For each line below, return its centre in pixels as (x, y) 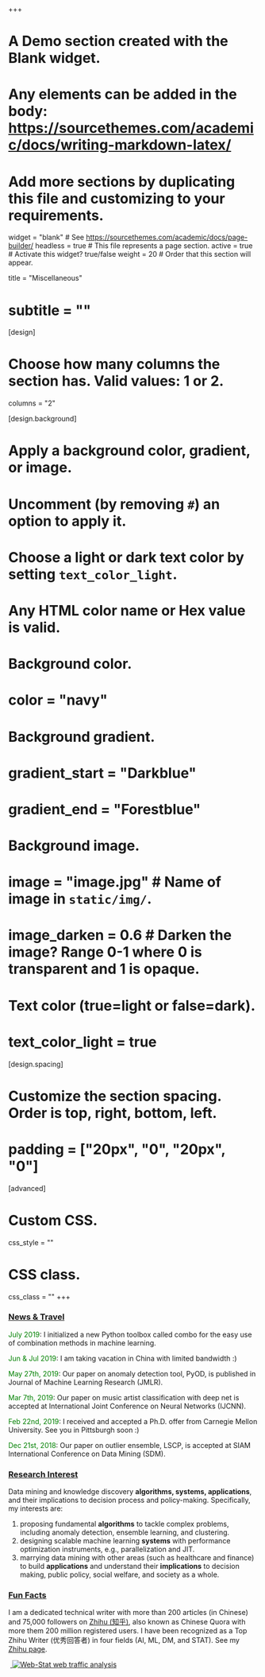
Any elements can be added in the (123, 94)
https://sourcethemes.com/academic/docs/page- (167, 237)
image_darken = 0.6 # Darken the (120, 936)
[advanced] (27, 1188)
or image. (40, 468)
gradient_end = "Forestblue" (104, 809)
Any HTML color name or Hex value (127, 610)
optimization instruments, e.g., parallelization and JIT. (107, 1549)
